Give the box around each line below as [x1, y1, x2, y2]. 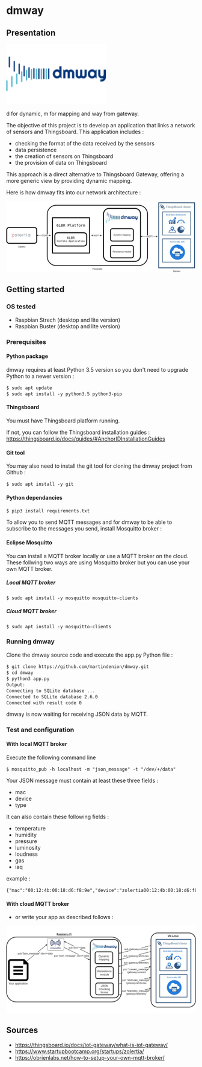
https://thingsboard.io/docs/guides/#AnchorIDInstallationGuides [6, 435, 165, 442]
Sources [6, 1025, 38, 1036]
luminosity [14, 844, 41, 851]
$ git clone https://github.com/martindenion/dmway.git [6, 663, 149, 670]
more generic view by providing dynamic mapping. [6, 177, 132, 184]
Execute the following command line [6, 754, 96, 761]
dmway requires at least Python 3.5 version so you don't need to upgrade [6, 366, 188, 373]
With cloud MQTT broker [6, 900, 70, 907]
